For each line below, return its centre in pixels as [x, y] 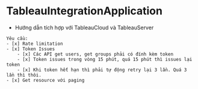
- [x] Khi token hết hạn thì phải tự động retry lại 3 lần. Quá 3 [102, 70]
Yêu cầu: [17, 38]
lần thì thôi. [24, 75]
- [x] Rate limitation [35, 44]
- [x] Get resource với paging [45, 80]
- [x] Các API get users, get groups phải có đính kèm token [95, 54]
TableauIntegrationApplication [84, 11]
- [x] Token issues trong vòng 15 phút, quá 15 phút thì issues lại [105, 59]
